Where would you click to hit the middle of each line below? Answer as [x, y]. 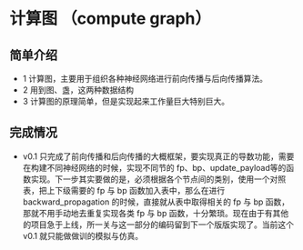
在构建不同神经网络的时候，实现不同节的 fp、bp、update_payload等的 [154, 167]
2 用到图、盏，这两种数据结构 [78, 90]
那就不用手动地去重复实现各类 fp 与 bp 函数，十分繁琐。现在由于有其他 [156, 213]
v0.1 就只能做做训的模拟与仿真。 [83, 235]
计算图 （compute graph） [111, 19]
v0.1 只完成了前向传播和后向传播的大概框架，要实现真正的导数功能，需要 [158, 156]
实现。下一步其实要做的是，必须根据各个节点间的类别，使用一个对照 [158, 179]
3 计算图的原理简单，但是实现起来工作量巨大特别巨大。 [126, 101]
